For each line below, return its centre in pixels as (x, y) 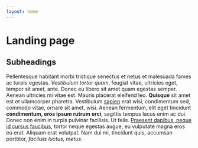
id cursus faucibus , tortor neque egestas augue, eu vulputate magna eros (95, 126)
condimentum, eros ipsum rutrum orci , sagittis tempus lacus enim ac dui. (96, 114)
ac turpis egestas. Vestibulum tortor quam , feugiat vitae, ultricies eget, (92, 82)
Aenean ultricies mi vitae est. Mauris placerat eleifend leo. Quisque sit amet (98, 95)
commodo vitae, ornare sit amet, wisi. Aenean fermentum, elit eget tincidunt (98, 107)
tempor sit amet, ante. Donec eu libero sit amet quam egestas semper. (92, 89)
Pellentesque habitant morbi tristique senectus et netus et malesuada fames (99, 76)
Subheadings (31, 62)
